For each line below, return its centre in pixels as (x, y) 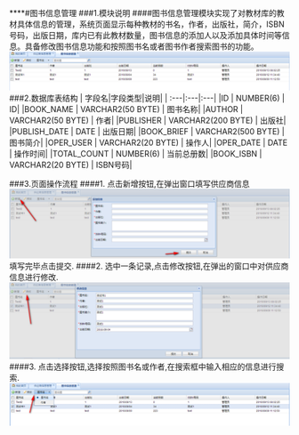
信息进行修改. (34, 277)
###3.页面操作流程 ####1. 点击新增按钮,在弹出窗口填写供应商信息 (130, 183)
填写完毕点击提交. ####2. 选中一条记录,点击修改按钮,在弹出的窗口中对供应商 (149, 266)
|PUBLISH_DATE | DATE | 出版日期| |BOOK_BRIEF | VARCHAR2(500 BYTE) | (147, 131)
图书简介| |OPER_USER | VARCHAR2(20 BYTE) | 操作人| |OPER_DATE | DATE (148, 142)
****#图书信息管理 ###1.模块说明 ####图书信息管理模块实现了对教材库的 (143, 13)
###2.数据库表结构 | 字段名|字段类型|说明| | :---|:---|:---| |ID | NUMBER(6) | (147, 98)
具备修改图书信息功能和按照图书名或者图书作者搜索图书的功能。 (141, 46)
